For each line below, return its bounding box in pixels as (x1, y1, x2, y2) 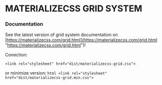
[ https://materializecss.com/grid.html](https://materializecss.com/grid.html (5, 37, 158, 43)
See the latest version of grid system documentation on (5, 32, 118, 38)
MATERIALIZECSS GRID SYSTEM (5, 3, 142, 14)
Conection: (5, 52, 28, 58)
